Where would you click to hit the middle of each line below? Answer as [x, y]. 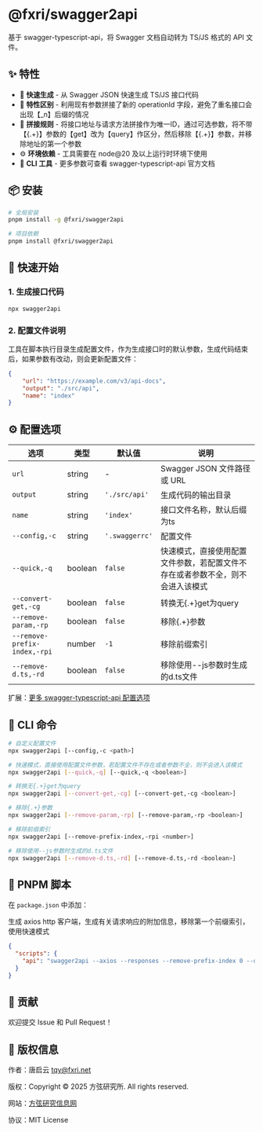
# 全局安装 [23, 212]
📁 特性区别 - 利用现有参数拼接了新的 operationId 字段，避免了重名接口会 [136, 104]
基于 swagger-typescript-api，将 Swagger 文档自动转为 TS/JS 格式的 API [126, 37]
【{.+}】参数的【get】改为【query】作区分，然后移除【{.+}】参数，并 [132, 134]
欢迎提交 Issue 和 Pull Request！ [60, 1022]
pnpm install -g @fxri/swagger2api [66, 220]
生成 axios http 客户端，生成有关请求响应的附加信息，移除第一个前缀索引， [129, 921]
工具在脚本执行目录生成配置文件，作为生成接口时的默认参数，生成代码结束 [128, 349]
